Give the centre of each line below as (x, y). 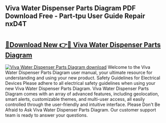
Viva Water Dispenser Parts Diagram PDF (70, 8)
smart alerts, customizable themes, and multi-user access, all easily (75, 99)
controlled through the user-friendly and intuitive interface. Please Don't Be (83, 104)
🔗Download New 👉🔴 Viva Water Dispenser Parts (83, 45)
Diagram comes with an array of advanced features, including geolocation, (82, 94)
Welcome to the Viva (129, 67)
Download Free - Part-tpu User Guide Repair (75, 16)
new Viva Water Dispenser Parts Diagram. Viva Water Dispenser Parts (77, 88)
